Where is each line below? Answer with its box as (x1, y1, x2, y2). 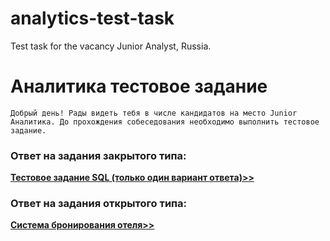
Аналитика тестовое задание (10, 75, 268, 98)
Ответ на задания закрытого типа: (10, 148, 187, 162)
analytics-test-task (10, 7, 175, 30)
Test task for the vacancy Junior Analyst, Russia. (10, 40, 212, 52)
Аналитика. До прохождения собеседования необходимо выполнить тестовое (10, 117, 320, 127)
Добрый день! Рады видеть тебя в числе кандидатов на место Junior (10, 108, 298, 118)
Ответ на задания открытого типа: (10, 197, 188, 211)
